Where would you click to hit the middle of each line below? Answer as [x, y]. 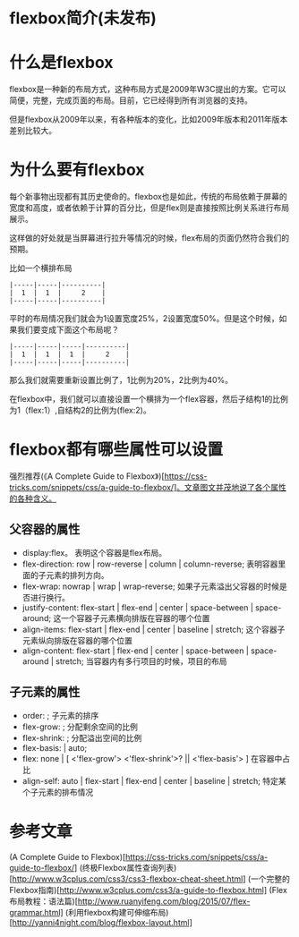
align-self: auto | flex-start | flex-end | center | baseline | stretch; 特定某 [154, 780]
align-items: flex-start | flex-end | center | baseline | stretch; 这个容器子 [154, 629]
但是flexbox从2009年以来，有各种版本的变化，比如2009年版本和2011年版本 [149, 119]
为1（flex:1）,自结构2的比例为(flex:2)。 [80, 410]
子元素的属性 [45, 692]
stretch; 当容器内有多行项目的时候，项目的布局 [141, 661]
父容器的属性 [45, 529]
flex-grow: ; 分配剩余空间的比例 [80, 727]
